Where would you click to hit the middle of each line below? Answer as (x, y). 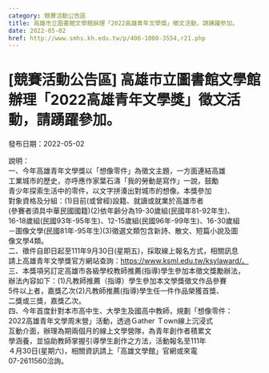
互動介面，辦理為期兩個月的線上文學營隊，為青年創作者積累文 (110, 331)
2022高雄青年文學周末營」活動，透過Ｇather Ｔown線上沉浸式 (111, 321)
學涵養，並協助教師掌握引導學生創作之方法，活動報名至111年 (107, 341)
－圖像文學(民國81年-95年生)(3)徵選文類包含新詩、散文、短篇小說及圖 (123, 231)
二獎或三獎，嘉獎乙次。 (47, 301)
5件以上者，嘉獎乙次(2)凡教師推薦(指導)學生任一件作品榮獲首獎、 (116, 291)
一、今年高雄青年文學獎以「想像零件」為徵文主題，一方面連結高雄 (117, 171)
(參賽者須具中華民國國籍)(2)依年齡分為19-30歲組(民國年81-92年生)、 (121, 211)
